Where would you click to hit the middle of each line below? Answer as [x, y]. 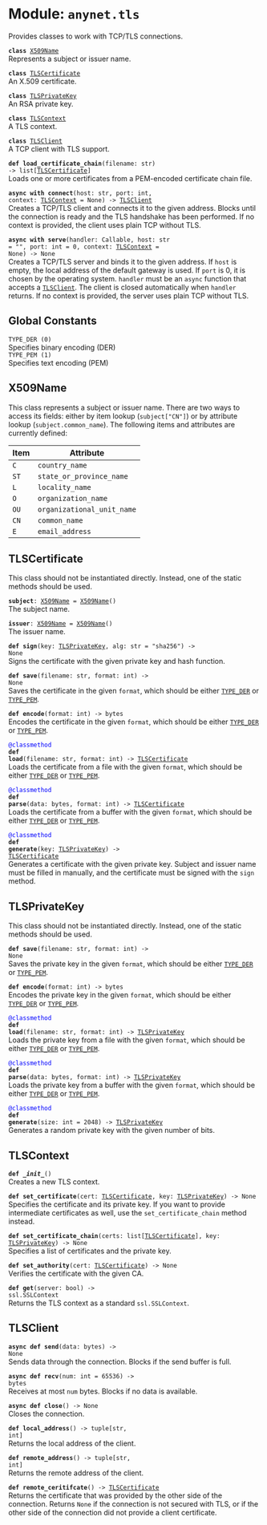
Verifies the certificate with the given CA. [76, 1273]
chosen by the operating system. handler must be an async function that [127, 278]
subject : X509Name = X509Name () [62, 601]
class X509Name [34, 51]
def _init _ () [30, 1174]
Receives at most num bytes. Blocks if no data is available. [103, 1391]
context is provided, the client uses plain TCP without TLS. [105, 225]
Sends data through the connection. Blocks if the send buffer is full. [120, 1361]
